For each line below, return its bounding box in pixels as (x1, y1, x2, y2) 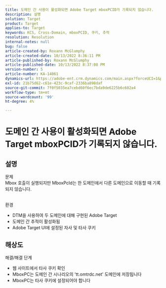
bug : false (5, 44, 28, 49)
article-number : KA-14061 (5, 72, 58, 77)
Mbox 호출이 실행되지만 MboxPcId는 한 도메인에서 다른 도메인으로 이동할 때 (5, 180, 152, 186)
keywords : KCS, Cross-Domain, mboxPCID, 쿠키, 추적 (5, 30, 110, 35)
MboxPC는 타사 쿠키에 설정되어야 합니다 (12, 277, 90, 283)
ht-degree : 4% (5, 99, 35, 104)
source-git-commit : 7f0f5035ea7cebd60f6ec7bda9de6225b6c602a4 (5, 85, 136, 90)
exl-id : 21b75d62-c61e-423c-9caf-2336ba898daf (5, 81, 103, 85)
